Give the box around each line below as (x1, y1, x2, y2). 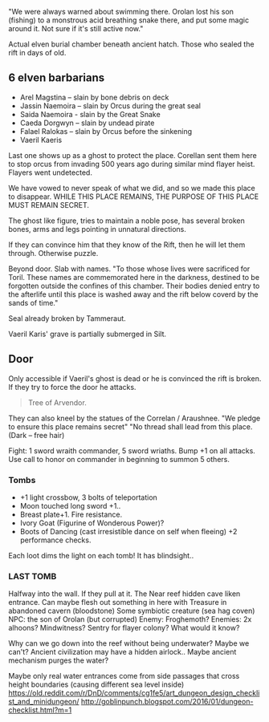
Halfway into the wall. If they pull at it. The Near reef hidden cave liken (8, 589, 241, 598)
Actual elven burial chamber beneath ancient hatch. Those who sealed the (8, 39, 255, 49)
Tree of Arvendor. (27, 397, 87, 408)
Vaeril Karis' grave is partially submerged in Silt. (8, 329, 167, 339)
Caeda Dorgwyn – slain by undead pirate (19, 118, 155, 128)
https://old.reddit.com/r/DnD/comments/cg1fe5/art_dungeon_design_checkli (8, 688, 260, 698)
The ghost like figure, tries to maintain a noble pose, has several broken (8, 216, 245, 225)
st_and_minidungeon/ (8, 697, 79, 707)
